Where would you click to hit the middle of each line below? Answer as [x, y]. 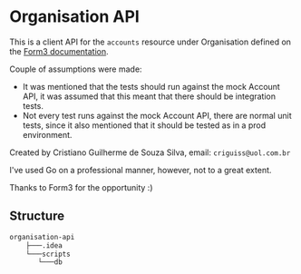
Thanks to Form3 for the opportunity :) [81, 187]
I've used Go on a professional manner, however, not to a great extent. [141, 170]
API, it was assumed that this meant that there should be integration [149, 96]
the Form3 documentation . [59, 51]
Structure [37, 216]
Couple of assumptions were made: [76, 69]
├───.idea [44, 245]
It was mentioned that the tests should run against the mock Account [151, 86]
